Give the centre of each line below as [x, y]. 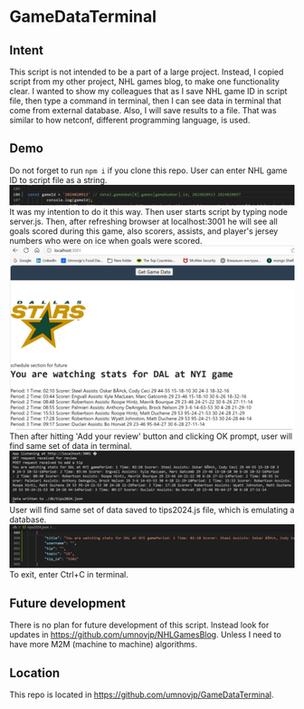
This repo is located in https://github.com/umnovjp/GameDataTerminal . [142, 694]
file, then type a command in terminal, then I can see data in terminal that [146, 101]
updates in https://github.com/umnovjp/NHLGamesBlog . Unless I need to [146, 635]
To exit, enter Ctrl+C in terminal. [69, 575]
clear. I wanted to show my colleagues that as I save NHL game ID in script [148, 91]
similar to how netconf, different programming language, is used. [130, 120]
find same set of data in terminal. [71, 446]
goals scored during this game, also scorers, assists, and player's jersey [144, 231]
